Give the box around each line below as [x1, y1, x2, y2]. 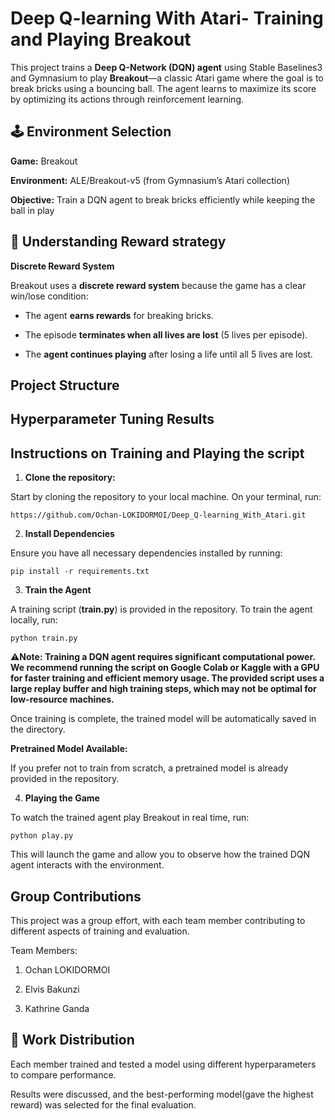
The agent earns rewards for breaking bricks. [24, 309, 214, 321]
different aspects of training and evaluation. [10, 925, 190, 937]
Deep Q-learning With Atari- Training [10, 7, 324, 30]
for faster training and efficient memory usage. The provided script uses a [10, 672, 325, 684]
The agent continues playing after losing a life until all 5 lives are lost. [24, 348, 313, 360]
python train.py [10, 633, 78, 644]
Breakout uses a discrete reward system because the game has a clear [10, 279, 307, 291]
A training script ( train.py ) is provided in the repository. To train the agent [10, 603, 313, 616]
